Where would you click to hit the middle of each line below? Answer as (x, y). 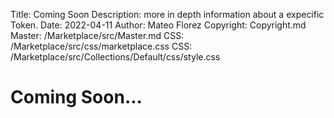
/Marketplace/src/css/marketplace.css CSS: (101, 46)
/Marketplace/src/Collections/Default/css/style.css (115, 57)
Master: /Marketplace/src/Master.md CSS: (97, 35)
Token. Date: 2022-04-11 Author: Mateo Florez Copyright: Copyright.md (158, 25)
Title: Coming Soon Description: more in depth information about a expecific (167, 14)
